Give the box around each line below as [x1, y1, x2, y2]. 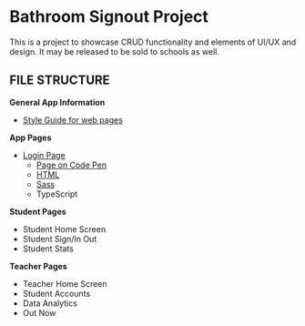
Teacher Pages [9, 260, 68, 271]
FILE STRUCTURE [9, 73, 111, 88]
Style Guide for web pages [22, 114, 123, 125]
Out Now [22, 307, 56, 318]
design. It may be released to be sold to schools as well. [9, 46, 220, 56]
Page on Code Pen [36, 159, 107, 170]
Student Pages [9, 206, 66, 217]
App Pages [9, 132, 52, 143]
